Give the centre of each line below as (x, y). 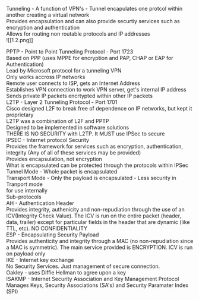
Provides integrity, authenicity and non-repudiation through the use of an (96, 209)
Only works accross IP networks (46, 77)
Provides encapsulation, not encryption (54, 159)
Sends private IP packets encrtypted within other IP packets (80, 96)
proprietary (20, 115)
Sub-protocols (24, 197)
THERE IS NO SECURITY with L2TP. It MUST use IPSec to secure (86, 134)
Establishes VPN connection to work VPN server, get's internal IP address (97, 89)
